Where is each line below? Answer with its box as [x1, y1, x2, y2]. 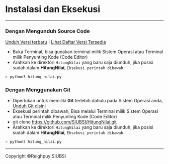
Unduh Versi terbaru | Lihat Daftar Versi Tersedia [5, 39, 106, 45]
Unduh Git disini [12, 103, 46, 109]
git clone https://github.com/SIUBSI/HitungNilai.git [12, 119, 117, 125]
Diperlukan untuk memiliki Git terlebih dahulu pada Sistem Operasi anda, [12, 98, 163, 104]
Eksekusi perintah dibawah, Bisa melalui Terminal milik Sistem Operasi [12, 108, 158, 114]
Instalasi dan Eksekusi [5, 4, 101, 15]
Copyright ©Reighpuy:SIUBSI [5, 153, 66, 159]
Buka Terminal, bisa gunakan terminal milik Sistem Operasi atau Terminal [12, 49, 163, 55]
